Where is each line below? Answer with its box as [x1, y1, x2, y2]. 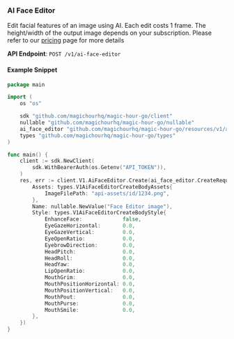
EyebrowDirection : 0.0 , [44, 242, 136, 249]
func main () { [7, 151, 49, 158]
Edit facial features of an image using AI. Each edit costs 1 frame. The [7, 22, 207, 30]
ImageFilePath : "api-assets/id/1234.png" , [44, 190, 170, 197]
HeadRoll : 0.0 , [44, 255, 136, 262]
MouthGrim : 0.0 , [44, 274, 136, 281]
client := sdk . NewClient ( [19, 157, 95, 165]
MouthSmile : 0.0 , [44, 306, 136, 313]
